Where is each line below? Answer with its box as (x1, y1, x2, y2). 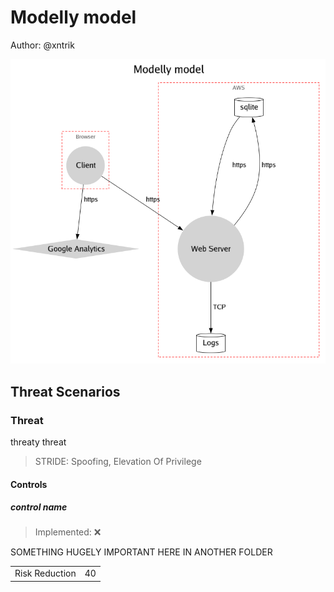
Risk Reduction (14, 567, 77, 580)
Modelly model (10, 6, 137, 29)
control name (10, 501, 68, 513)
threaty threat (10, 436, 67, 448)
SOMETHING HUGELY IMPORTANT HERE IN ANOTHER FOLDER (10, 546, 273, 558)
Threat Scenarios (10, 383, 121, 400)
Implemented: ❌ (34, 526, 102, 538)
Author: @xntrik (10, 39, 75, 51)
